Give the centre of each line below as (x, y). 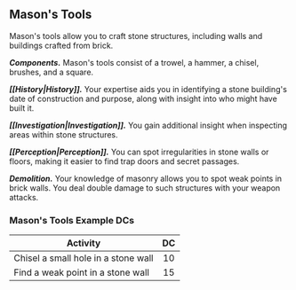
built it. (22, 108)
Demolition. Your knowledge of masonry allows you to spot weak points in (146, 178)
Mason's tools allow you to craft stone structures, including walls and (136, 35)
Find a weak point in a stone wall (81, 272)
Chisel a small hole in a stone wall (84, 258)
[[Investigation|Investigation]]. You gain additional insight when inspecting (148, 125)
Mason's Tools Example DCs (72, 220)
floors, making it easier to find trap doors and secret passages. (124, 161)
